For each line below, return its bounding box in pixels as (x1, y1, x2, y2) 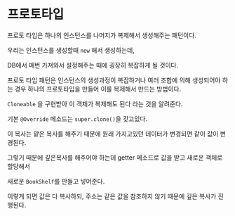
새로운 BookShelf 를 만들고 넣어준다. (7, 177, 105, 185)
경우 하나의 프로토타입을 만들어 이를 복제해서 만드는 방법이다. (14, 84, 182, 93)
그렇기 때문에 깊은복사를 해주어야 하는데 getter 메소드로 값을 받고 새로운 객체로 (7, 153, 223, 162)
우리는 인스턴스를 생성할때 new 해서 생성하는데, (7, 46, 135, 54)
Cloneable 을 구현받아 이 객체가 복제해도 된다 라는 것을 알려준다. (7, 99, 184, 108)
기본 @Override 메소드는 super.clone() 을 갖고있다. (7, 114, 147, 123)
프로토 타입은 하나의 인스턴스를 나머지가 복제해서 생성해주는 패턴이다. (7, 31, 196, 39)
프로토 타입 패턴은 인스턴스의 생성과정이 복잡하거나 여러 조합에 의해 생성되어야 (7, 75, 221, 84)
